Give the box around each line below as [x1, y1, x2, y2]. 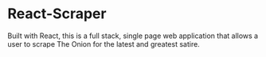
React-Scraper [7, 5, 107, 23]
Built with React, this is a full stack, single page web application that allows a [7, 31, 259, 40]
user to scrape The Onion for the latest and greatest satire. [7, 39, 200, 48]
